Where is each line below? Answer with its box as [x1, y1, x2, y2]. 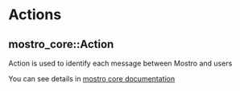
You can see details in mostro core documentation [8, 74, 176, 83]
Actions [8, 6, 62, 24]
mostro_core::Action [8, 38, 114, 51]
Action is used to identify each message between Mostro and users [8, 58, 233, 68]
